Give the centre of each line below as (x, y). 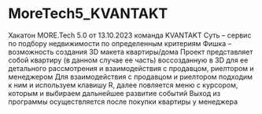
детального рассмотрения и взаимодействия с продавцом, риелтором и (131, 68)
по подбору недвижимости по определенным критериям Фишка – (120, 43)
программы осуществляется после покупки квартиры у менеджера (123, 102)
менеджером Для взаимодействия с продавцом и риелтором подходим (131, 77)
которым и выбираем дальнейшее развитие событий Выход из (114, 93)
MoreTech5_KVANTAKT (88, 14)
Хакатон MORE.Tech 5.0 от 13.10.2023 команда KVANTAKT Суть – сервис (130, 35)
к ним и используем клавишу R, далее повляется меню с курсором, (123, 85)
